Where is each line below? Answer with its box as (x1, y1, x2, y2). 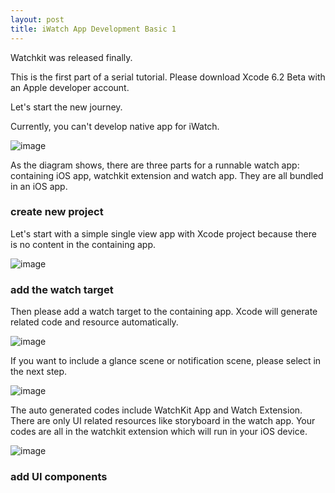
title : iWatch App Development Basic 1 (10, 24, 177, 34)
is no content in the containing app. (10, 238, 156, 250)
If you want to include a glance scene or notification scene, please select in (10, 355, 322, 367)
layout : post (10, 14, 65, 25)
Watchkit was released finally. (10, 51, 133, 63)
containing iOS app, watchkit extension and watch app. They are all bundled (10, 169, 324, 181)
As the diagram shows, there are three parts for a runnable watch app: (10, 159, 300, 171)
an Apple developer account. (10, 81, 130, 93)
